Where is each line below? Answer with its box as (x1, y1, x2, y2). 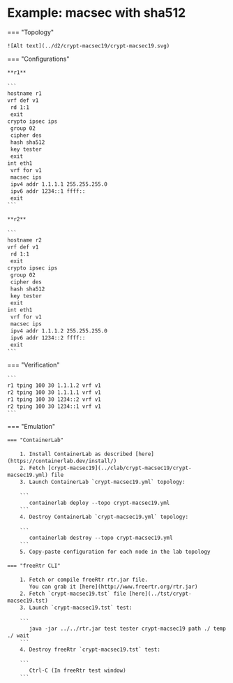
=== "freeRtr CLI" (7, 562, 61, 569)
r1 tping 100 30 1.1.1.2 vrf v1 (7, 382, 101, 389)
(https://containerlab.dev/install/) (7, 457, 117, 464)
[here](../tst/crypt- (128, 590, 192, 597)
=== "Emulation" (7, 422, 56, 430)
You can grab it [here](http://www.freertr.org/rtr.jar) (29, 583, 198, 590)
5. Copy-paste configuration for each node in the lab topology (20, 548, 211, 555)
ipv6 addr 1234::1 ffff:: (10, 187, 86, 195)
